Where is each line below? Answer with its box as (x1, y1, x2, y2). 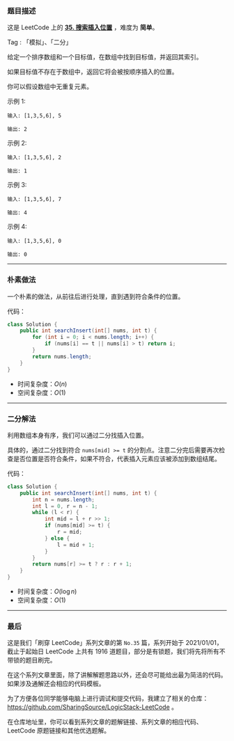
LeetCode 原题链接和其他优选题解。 (7, 726, 111, 735)
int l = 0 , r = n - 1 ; (32, 502, 98, 509)
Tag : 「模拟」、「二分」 (7, 38, 72, 47)
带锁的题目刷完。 (7, 656, 56, 664)
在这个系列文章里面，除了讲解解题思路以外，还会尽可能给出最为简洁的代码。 (7, 671, 227, 679)
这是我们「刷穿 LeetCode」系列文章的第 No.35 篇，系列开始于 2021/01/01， (7, 639, 223, 647)
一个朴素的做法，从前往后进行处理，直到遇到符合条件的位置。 (7, 292, 185, 301)
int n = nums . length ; (32, 496, 95, 503)
